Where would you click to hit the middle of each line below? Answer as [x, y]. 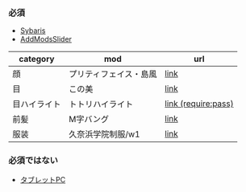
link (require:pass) [199, 104]
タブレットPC [43, 179]
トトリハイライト [101, 104]
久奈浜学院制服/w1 [104, 134]
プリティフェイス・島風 [113, 74]
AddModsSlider [46, 39]
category [37, 59]
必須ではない [33, 161]
